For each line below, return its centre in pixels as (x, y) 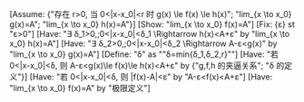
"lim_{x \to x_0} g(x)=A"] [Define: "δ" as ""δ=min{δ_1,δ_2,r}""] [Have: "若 (144, 54)
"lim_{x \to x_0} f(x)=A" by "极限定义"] (80, 88)
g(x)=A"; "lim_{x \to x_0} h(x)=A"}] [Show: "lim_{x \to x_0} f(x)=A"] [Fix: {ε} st (152, 24)
